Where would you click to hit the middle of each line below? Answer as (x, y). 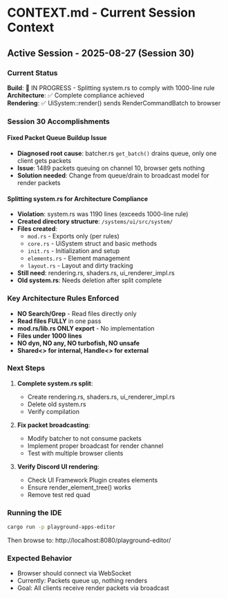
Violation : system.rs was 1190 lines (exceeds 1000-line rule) (103, 214)
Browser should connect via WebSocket (74, 573)
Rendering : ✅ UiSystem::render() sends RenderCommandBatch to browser (114, 103)
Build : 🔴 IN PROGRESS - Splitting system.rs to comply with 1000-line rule (111, 87)
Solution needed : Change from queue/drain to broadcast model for (113, 175)
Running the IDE (35, 512)
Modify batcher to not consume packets (84, 438)
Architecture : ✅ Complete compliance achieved (76, 95)
